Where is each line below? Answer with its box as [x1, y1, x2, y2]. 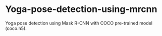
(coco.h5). [5, 25, 27, 31]
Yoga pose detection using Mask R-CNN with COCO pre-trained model [5, 20, 153, 26]
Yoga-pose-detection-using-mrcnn [5, 3, 157, 15]
